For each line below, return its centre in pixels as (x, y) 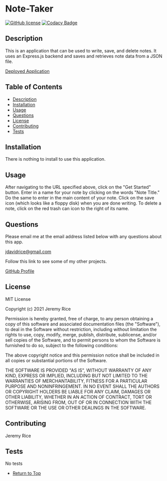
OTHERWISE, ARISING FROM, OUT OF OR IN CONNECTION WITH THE (78, 402)
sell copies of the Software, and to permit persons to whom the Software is (83, 340)
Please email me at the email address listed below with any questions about (83, 236)
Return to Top (27, 473)
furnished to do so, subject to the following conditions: (62, 345)
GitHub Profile (20, 271)
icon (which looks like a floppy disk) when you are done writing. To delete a (83, 203)
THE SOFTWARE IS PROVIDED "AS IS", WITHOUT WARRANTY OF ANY (78, 370)
